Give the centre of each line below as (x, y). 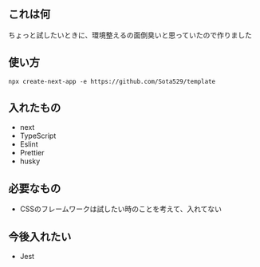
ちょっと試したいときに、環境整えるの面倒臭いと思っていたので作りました (130, 35)
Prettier (32, 153)
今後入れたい (40, 236)
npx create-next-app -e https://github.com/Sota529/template (112, 81)
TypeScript (38, 136)
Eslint (29, 144)
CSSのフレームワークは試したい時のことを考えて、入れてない (120, 209)
